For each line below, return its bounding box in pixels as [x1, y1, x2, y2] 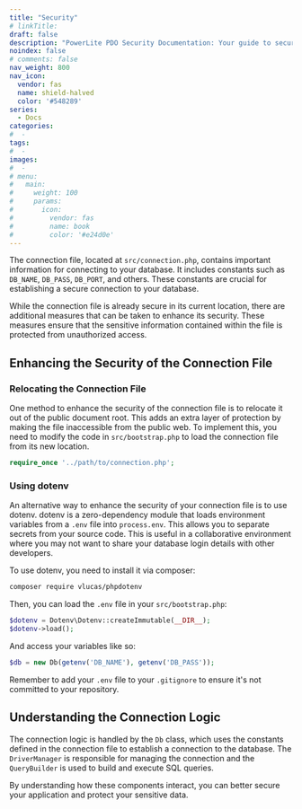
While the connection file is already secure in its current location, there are [9, 301, 286, 312]
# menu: [9, 171, 39, 180]
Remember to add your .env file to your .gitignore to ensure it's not [9, 674, 262, 685]
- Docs [17, 113, 42, 122]
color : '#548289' [17, 96, 83, 106]
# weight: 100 [9, 189, 78, 198]
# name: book [9, 222, 91, 231]
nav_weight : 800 [9, 64, 70, 73]
